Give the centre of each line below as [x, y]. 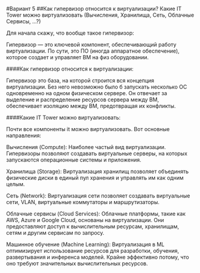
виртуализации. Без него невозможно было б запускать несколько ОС [97, 87]
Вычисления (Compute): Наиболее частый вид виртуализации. [86, 147]
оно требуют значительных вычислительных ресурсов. [77, 263]
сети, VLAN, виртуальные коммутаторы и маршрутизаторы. [83, 202]
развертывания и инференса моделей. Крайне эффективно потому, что [98, 257]
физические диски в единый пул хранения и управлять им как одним [95, 178]
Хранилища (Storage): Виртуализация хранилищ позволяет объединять [98, 171]
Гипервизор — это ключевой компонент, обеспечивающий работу [91, 45]
